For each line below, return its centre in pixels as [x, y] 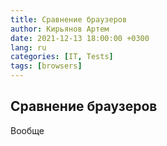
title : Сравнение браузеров [69, 19]
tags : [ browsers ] [46, 66]
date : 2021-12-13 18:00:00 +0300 [80, 38]
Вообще [27, 130]
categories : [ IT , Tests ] [62, 57]
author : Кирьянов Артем [60, 29]
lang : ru [28, 47]
